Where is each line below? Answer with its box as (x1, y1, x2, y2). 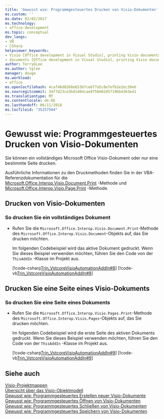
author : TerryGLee (5, 62, 42, 67)
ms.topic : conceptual (5, 30, 49, 35)
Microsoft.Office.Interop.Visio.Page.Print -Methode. (5, 185, 109, 191)
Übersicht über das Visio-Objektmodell (5, 388, 83, 393)
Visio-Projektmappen (5, 382, 48, 388)
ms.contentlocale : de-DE (5, 98, 56, 103)
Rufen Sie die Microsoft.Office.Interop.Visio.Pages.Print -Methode (12, 310, 152, 316)
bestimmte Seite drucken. (5, 160, 57, 166)
